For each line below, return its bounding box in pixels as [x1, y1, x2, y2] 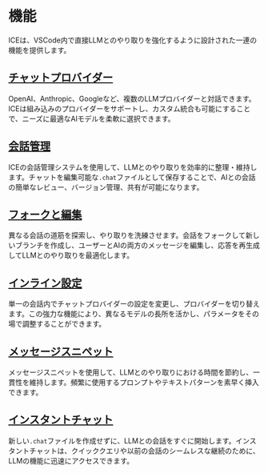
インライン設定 [8, 276, 82, 290]
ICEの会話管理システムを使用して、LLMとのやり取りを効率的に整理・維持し [8, 162, 258, 172]
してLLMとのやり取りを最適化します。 [8, 251, 134, 260]
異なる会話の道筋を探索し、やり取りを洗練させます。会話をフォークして [8, 230, 246, 240]
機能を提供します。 [8, 45, 71, 54]
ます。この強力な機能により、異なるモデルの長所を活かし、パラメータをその [8, 309, 260, 319]
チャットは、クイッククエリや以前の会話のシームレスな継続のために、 [29, 446, 260, 455]
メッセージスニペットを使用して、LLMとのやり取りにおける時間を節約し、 [8, 367, 254, 377]
